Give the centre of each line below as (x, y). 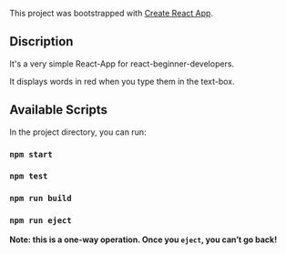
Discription (41, 41)
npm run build (41, 198)
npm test (29, 176)
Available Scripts (58, 110)
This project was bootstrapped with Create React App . (112, 13)
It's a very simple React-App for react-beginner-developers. (122, 64)
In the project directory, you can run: (78, 132)
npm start (31, 154)
